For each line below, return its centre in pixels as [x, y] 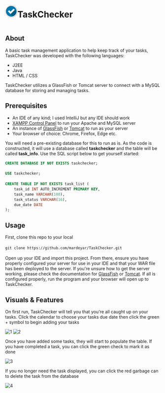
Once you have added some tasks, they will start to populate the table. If [79, 341]
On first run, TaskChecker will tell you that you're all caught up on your [77, 312]
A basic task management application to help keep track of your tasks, [77, 50]
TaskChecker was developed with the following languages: [65, 55]
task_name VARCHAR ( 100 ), [39, 194]
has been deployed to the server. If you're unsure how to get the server [78, 269]
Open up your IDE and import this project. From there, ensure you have [77, 258]
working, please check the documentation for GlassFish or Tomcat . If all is [80, 274]
